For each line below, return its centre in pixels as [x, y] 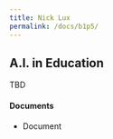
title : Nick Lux [40, 18]
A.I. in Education [56, 63]
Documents [32, 105]
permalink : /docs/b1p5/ [54, 26]
